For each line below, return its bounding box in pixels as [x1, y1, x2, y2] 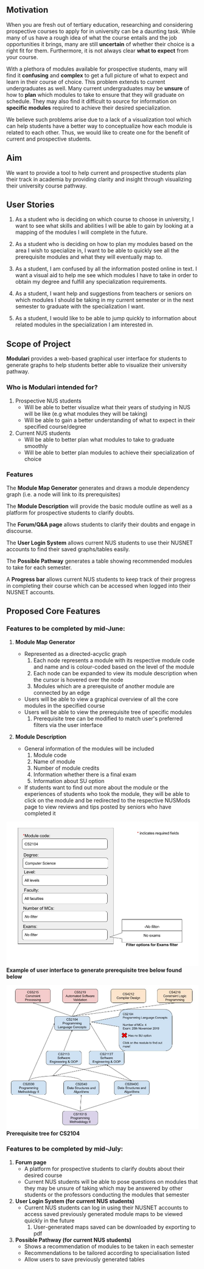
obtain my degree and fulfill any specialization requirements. [15, 278, 167, 286]
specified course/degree [24, 423, 86, 430]
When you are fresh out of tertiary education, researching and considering [6, 21, 193, 28]
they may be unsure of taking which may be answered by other [24, 1184, 183, 1192]
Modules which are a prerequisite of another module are [33, 682, 175, 690]
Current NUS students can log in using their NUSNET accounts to [24, 1204, 189, 1211]
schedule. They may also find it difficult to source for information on [6, 97, 177, 105]
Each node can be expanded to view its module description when [33, 669, 198, 677]
